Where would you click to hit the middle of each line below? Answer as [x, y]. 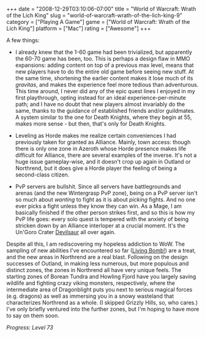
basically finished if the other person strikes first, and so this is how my [105, 213]
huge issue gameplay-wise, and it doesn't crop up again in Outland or [103, 161]
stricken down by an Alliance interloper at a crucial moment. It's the [100, 225]
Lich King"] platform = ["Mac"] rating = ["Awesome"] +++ [79, 28]
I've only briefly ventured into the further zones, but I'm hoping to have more [103, 309]
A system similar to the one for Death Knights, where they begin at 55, [103, 117]
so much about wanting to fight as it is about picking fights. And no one [105, 199]
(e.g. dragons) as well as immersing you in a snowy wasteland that [90, 296]
